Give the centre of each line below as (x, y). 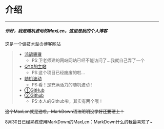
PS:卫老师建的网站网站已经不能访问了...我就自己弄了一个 (88, 60)
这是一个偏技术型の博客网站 (33, 44)
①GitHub (34, 90)
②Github (34, 95)
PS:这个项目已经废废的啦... (58, 72)
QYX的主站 (35, 66)
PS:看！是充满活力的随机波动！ (63, 84)
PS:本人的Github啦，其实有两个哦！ (67, 101)
